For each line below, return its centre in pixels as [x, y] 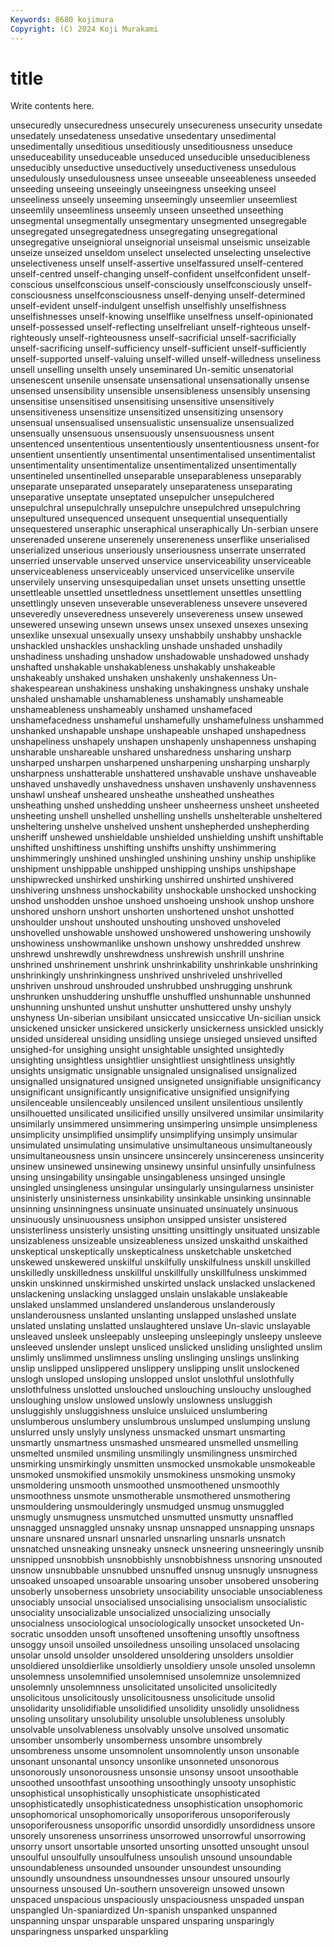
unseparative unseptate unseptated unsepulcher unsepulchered [142, 497]
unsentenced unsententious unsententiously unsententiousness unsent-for [165, 444]
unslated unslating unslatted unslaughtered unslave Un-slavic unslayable [161, 1326]
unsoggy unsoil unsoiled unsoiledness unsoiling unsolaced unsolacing [155, 1645]
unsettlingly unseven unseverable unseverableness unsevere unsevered [159, 603]
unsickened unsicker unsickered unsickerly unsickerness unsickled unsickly [167, 1028]
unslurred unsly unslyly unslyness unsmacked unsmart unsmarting [148, 1432]
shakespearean [42, 688]
